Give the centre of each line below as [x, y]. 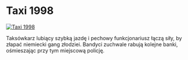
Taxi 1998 [30, 11]
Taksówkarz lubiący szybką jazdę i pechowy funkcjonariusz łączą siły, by [94, 38]
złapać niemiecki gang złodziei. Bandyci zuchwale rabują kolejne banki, [92, 44]
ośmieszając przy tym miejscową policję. [55, 50]
